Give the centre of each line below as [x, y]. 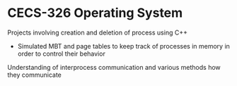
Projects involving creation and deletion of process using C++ [97, 32]
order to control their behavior [62, 54]
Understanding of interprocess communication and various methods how [114, 67]
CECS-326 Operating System [95, 13]
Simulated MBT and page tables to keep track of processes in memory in [123, 46]
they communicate [35, 75]
